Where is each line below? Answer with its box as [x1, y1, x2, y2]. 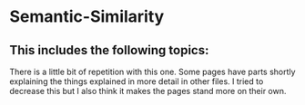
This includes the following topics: [9, 43, 209, 58]
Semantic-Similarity [9, 6, 165, 27]
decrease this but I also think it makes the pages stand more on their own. [9, 86, 287, 96]
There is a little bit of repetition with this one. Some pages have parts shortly [9, 66, 296, 77]
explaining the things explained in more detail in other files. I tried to [9, 76, 264, 87]
